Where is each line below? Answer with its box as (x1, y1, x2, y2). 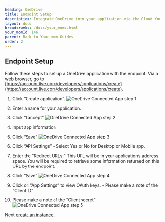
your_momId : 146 (5, 30, 38, 35)
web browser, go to (5, 76, 44, 82)
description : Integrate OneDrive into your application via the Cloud (5, 16, 153, 21)
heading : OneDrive (5, 7, 43, 12)
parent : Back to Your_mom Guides (5, 35, 74, 40)
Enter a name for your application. (12, 105, 81, 111)
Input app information (12, 124, 56, 130)
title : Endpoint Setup (5, 12, 52, 17)
